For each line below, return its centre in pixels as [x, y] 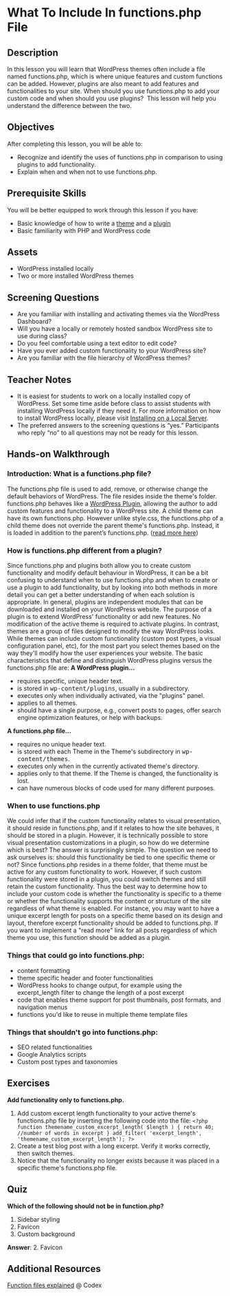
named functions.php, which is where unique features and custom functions [115, 76]
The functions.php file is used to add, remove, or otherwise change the [107, 489]
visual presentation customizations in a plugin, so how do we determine [108, 843]
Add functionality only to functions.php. [66, 1100]
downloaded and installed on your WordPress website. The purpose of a [110, 609]
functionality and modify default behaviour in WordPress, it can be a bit [108, 573]
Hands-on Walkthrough [58, 454]
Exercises [28, 1083]
